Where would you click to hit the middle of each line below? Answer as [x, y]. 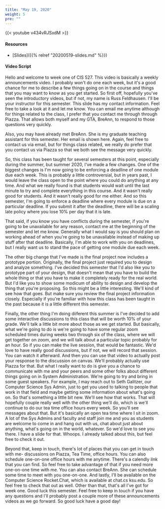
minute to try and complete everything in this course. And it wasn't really [79, 191]
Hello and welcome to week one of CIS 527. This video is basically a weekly [82, 77]
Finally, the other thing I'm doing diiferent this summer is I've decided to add [82, 313]
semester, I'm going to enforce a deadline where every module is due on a [81, 201]
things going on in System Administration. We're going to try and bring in [79, 376]
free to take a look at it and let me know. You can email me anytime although [82, 108]
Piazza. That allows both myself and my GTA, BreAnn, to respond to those [80, 119]
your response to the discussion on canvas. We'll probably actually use [77, 361]
